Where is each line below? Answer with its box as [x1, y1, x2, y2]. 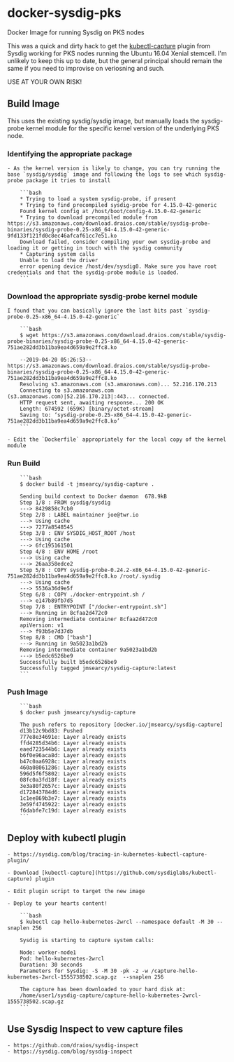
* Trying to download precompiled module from [20, 214, 158, 222]
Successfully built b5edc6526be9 [20, 658, 117, 665]
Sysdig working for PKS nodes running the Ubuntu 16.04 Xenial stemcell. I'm [7, 49, 227, 57]
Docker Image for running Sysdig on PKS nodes [7, 28, 145, 36]
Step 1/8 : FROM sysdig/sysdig [20, 499, 111, 506]
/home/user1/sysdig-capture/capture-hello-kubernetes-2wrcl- [20, 992, 201, 999]
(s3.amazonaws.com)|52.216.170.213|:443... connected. [7, 393, 170, 400]
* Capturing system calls [20, 251, 96, 258]
